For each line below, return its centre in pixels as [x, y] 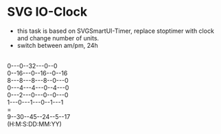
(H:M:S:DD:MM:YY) [34, 124]
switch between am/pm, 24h [57, 45]
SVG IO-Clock [47, 12]
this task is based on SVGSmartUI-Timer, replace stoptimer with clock [116, 31]
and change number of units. [58, 38]
